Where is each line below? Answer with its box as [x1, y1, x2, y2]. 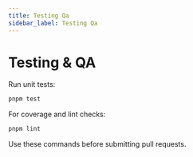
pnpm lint [8, 125, 41, 133]
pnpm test [8, 95, 41, 104]
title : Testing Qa [8, 11, 69, 20]
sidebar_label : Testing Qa [8, 19, 98, 27]
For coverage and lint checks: [8, 109, 106, 120]
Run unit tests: [8, 80, 56, 89]
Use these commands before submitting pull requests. [8, 139, 187, 149]
